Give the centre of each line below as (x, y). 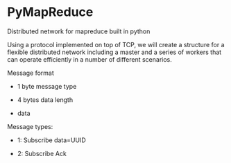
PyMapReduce (50, 12)
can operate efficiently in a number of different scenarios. (89, 59)
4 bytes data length (45, 100)
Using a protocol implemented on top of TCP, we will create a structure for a (116, 44)
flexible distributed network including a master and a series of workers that (114, 52)
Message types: (30, 126)
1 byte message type (47, 86)
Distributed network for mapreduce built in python (79, 31)
